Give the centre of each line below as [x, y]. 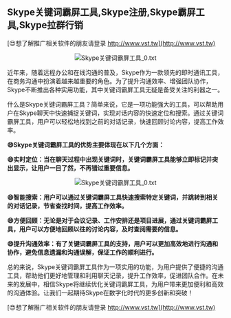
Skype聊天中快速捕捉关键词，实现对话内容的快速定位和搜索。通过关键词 [121, 113]
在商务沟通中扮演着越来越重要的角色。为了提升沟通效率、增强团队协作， [109, 81]
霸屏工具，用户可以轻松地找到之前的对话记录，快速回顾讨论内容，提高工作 [112, 121]
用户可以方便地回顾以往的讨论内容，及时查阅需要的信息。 [100, 229]
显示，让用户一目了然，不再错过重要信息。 [73, 168]
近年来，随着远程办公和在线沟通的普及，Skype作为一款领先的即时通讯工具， [115, 72]
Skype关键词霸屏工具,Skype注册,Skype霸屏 [101, 12]
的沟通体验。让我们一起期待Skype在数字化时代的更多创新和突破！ [100, 293]
